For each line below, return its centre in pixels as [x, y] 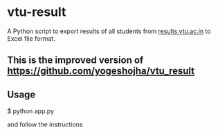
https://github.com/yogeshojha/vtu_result [101, 71]
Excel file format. [31, 38]
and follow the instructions [45, 124]
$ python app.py [30, 111]
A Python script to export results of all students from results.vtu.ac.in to [109, 31]
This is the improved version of [75, 60]
